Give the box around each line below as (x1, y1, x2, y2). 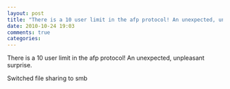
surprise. (7, 61, 33, 69)
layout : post (7, 10, 44, 17)
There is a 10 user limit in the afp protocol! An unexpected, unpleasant (7, 54, 205, 62)
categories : (7, 35, 41, 42)
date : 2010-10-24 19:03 (7, 22, 75, 29)
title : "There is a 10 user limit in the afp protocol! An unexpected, (7, 16, 216, 23)
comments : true (7, 29, 51, 36)
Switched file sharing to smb (7, 74, 88, 82)
